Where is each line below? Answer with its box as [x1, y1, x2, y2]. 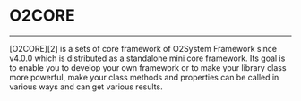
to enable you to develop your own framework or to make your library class [9, 62, 287, 72]
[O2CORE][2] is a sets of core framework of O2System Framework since [9, 43, 278, 54]
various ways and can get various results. [9, 81, 163, 92]
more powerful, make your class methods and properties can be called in [9, 72, 279, 82]
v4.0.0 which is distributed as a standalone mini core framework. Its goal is [9, 53, 286, 63]
